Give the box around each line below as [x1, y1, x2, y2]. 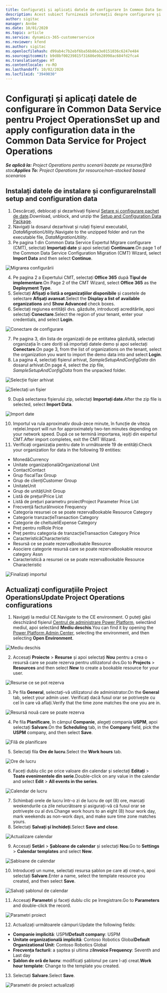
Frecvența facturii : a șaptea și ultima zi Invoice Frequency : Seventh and [12, 947, 160, 953]
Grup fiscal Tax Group [12, 472, 56, 478]
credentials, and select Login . [12, 316, 74, 322]
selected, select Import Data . [12, 401, 73, 407]
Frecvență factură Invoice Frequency [12, 504, 87, 510]
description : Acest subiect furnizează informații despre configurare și [5, 12, 162, 17]
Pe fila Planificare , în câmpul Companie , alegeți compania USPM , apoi [12, 719, 158, 725]
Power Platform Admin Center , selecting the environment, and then [12, 630, 150, 636]
